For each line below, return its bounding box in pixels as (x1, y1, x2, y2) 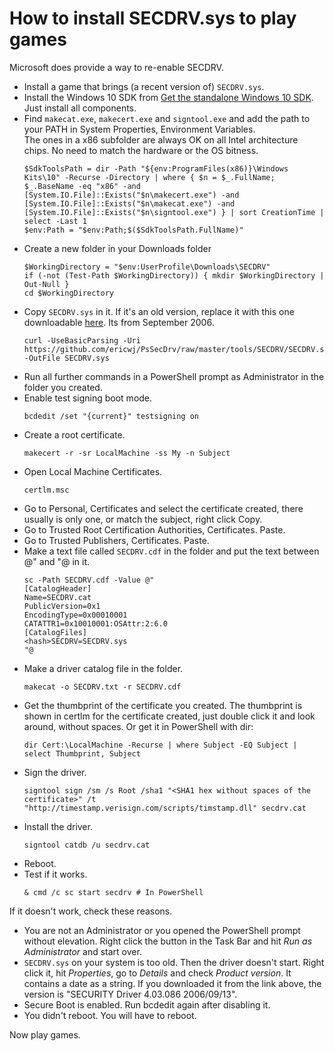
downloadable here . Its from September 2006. (23, 316, 215, 328)
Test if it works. (23, 868, 88, 880)
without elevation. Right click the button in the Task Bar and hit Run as (23, 935, 313, 947)
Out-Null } (23, 279, 70, 289)
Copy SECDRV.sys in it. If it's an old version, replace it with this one (23, 305, 295, 317)
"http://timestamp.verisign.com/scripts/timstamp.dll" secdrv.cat (23, 803, 307, 813)
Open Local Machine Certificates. (23, 465, 163, 477)
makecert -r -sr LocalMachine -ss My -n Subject (23, 448, 231, 458)
